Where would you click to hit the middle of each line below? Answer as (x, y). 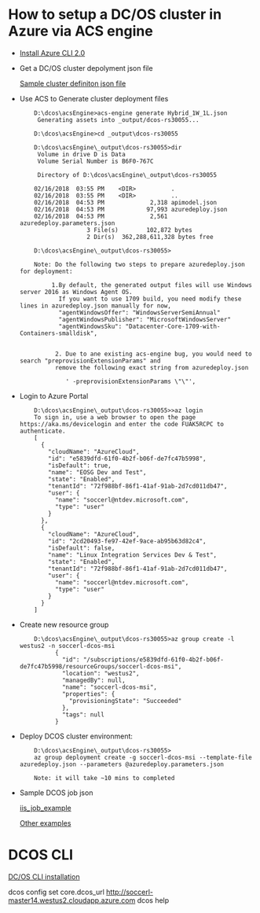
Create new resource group (64, 624)
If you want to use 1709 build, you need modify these (150, 299)
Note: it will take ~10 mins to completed (104, 778)
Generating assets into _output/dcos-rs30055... (118, 120)
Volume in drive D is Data (81, 154)
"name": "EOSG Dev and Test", (97, 472)
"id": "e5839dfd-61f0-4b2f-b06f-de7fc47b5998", (127, 458)
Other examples (45, 823)
